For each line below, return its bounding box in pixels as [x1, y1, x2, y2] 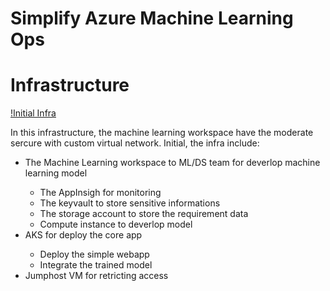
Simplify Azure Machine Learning [10, 7, 294, 30]
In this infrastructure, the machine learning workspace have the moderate [10, 127, 314, 139]
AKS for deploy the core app [24, 229, 143, 241]
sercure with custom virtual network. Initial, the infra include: [10, 137, 260, 149]
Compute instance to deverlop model [39, 218, 193, 231]
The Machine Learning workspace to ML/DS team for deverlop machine [24, 157, 321, 169]
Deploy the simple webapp [39, 248, 150, 261]
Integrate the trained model [39, 259, 153, 271]
